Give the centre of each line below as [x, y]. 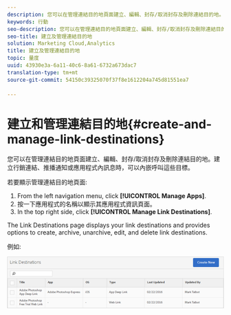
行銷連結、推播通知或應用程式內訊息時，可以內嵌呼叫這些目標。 [103, 168]
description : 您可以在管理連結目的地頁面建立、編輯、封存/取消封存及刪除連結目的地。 [116, 14]
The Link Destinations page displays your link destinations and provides [109, 225]
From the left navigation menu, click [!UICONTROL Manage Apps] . [111, 196]
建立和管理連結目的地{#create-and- [109, 124]
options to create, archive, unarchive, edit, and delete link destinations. [107, 232]
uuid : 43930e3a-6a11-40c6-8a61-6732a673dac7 [72, 65]
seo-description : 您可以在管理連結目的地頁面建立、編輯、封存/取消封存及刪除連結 [112, 29]
